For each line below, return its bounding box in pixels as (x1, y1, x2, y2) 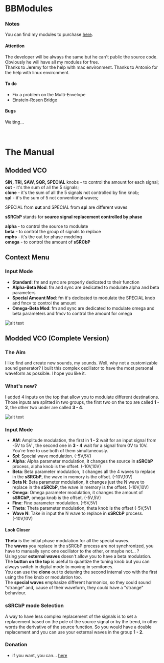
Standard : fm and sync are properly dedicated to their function (12, 279, 140, 285)
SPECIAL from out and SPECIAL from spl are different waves (5, 204, 128, 210)
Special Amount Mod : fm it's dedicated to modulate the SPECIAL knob (12, 295, 156, 301)
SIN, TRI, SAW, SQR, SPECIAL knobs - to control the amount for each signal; (5, 179, 159, 185)
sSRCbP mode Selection (5, 602, 64, 609)
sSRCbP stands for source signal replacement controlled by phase (5, 214, 142, 220)
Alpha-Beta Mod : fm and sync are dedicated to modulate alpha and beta (12, 284, 160, 290)
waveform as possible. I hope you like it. (5, 370, 86, 376)
